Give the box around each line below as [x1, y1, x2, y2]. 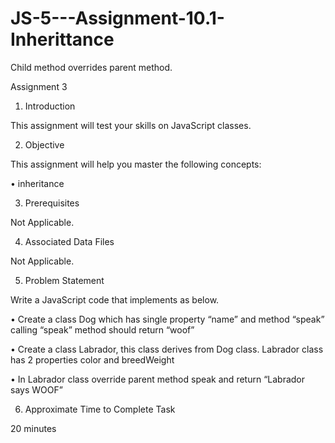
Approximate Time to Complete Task [24, 403, 176, 415]
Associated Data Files [24, 235, 115, 247]
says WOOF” [10, 383, 63, 396]
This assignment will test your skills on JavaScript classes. [10, 119, 252, 131]
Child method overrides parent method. [10, 61, 173, 73]
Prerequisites [24, 197, 80, 209]
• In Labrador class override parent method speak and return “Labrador [10, 373, 306, 385]
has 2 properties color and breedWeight [10, 353, 175, 366]
